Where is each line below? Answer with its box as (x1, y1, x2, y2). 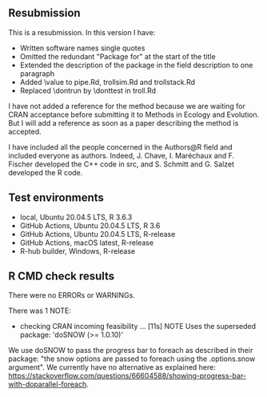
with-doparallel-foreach (8, 379, 87, 389)
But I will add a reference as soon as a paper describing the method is (8, 118, 239, 127)
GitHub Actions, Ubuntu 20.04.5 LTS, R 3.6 (19, 220, 161, 231)
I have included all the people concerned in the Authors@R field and (8, 142, 233, 151)
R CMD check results (8, 270, 115, 283)
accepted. (8, 126, 42, 136)
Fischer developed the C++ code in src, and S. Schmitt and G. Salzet (8, 159, 234, 169)
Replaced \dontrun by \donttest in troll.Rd (19, 86, 157, 95)
